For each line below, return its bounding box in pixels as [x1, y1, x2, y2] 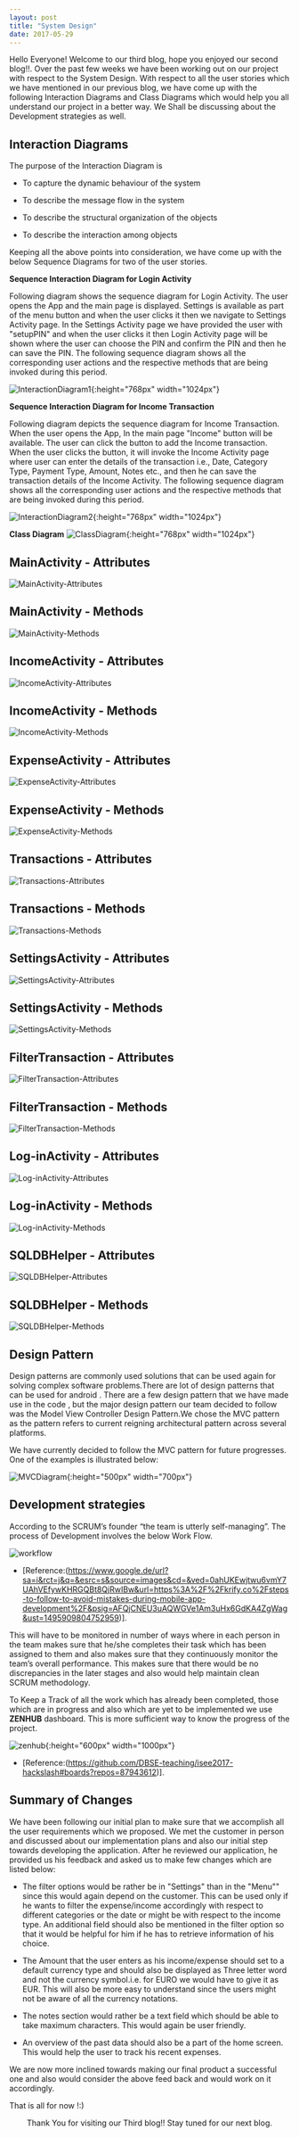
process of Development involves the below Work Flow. [9, 1531, 214, 1541]
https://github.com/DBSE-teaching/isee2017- [68, 1757, 234, 1768]
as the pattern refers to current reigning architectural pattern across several [9, 1418, 287, 1428]
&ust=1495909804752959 [21, 1612, 120, 1623]
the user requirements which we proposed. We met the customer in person [9, 1826, 285, 1836]
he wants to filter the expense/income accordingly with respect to [21, 1900, 264, 1910]
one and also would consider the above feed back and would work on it [9, 2073, 271, 2083]
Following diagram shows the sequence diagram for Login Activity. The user [9, 291, 288, 301]
